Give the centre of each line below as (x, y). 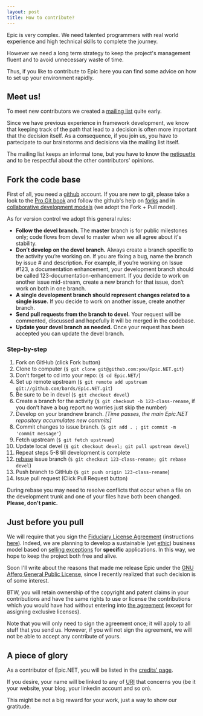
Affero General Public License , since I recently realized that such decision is (101, 574)
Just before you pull (45, 522)
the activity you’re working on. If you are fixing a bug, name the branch (104, 256)
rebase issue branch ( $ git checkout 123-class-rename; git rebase (101, 459)
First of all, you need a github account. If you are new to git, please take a (98, 194)
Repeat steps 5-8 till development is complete (73, 453)
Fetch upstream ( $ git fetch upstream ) (65, 440)
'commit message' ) (38, 433)
